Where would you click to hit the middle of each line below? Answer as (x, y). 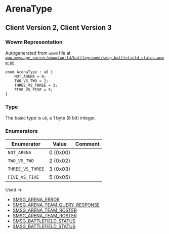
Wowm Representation (34, 42)
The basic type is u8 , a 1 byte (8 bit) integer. (51, 118)
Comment (87, 144)
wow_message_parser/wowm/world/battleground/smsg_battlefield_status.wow (85, 58)
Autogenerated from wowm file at (38, 53)
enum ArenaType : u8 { (29, 72)
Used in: (14, 190)
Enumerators (22, 131)
